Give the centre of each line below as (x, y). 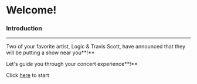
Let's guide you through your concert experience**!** (72, 64)
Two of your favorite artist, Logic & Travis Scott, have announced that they (96, 47)
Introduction (24, 29)
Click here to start (28, 75)
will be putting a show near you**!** (50, 52)
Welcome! (31, 10)
